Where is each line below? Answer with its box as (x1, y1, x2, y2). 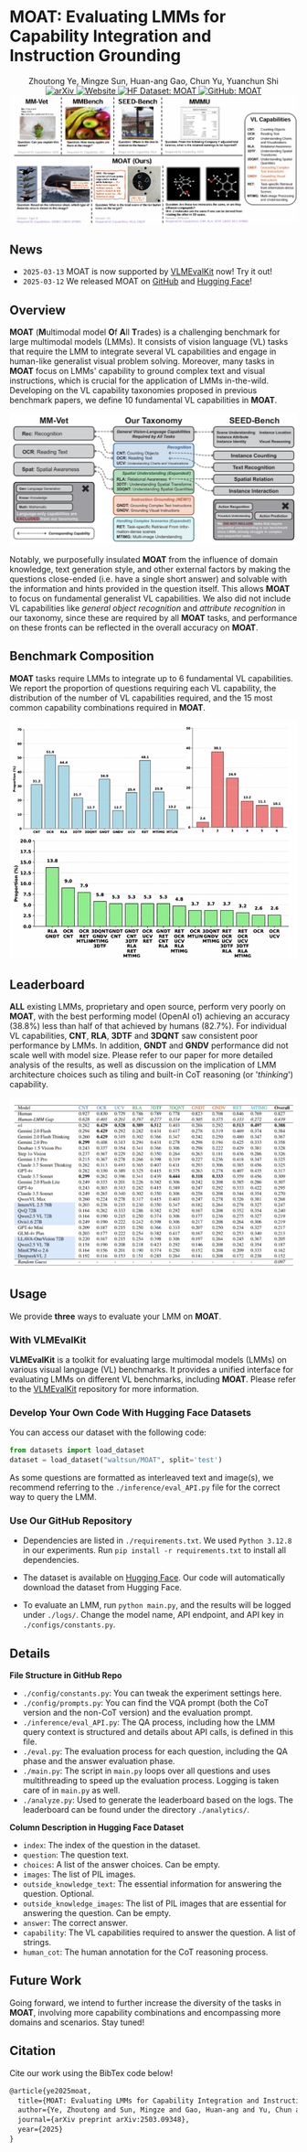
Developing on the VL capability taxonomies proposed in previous (9, 385, 258, 396)
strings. (22, 1937, 52, 1948)
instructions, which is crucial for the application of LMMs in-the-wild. (9, 375, 270, 386)
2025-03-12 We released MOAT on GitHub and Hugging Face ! (22, 276, 253, 287)
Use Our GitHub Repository (9, 1514, 132, 1526)
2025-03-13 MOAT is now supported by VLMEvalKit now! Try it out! (22, 266, 272, 277)
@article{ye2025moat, (9, 2086, 92, 2095)
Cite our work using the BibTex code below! (9, 2067, 174, 2078)
